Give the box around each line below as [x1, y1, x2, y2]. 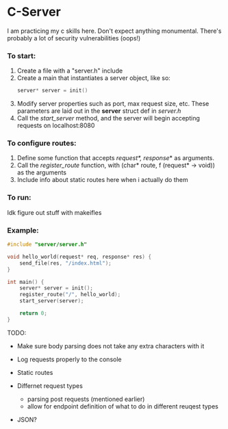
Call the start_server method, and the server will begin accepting [16, 114, 201, 122]
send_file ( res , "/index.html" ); [19, 259, 112, 267]
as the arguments [16, 168, 67, 177]
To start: [7, 51, 36, 60]
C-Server [7, 4, 62, 20]
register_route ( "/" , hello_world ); [19, 291, 121, 298]
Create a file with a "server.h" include [16, 66, 123, 75]
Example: [7, 225, 39, 235]
